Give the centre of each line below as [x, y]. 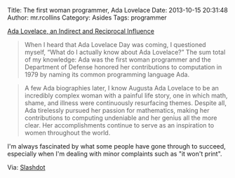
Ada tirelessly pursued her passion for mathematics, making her [117, 110]
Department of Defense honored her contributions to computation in [123, 67]
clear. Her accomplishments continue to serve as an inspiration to [119, 125]
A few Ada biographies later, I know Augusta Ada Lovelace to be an [122, 88]
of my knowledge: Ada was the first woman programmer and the [118, 60]
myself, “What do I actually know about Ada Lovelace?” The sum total [125, 52]
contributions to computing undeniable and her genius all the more [121, 118]
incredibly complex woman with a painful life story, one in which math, [126, 95]
